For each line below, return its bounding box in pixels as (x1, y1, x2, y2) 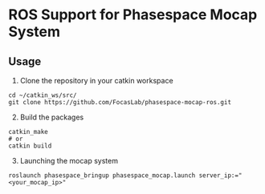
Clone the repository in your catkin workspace (19, 76, 174, 85)
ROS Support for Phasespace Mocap (8, 6, 258, 24)
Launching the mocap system (19, 156, 119, 165)
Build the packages (19, 112, 84, 122)
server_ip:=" (198, 172, 243, 180)
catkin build (8, 142, 52, 150)
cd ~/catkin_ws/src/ (8, 91, 78, 99)
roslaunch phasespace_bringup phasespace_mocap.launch (8, 172, 196, 180)
